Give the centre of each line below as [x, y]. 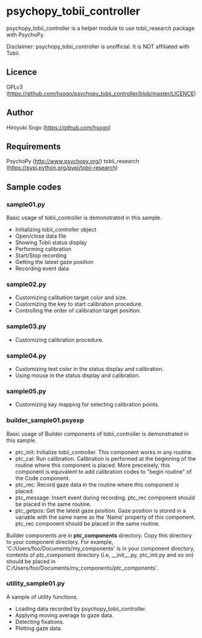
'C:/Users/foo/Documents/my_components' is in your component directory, [101, 548]
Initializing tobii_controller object [56, 230]
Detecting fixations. [40, 621]
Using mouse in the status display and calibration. [78, 375]
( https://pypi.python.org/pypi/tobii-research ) [62, 168]
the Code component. [42, 478]
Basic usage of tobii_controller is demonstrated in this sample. [84, 218]
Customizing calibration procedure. [59, 340]
